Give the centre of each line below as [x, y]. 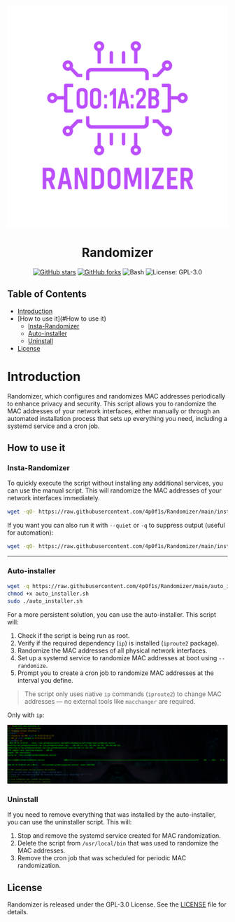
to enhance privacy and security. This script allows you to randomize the [112, 403]
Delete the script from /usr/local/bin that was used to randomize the [118, 843]
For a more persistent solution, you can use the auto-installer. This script [112, 615]
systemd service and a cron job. [54, 426]
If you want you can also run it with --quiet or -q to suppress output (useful [116, 526]
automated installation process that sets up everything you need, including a [117, 418]
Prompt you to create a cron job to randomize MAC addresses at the [116, 673]
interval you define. [45, 681]
